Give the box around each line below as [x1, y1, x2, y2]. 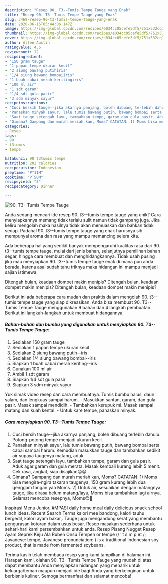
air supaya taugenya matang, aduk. [12, 452, 85, 458]
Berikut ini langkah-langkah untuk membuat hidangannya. [5, 310, 124, 316]
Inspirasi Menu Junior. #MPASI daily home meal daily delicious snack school [5, 505, 162, 511]
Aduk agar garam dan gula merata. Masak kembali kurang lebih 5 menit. [12, 463, 161, 469]
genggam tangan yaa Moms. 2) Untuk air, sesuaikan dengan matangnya [12, 484, 161, 490]
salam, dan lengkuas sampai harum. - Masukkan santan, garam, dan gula [5, 396, 156, 403]
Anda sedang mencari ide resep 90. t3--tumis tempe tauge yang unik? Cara [5, 212, 161, 218]
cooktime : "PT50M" [5, 175, 43, 180]
